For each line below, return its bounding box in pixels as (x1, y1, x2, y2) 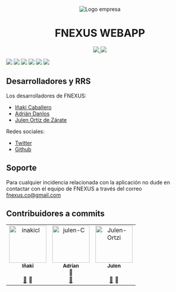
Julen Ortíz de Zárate (14, 116, 67, 123)
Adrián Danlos (14, 110, 50, 117)
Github (14, 146, 32, 153)
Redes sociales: (6, 128, 45, 135)
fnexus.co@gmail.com (6, 191, 61, 199)
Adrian (62, 262, 79, 269)
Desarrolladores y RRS (6, 76, 91, 86)
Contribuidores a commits (6, 208, 105, 218)
